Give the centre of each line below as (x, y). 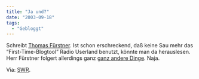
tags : (13, 23)
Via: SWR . (19, 70)
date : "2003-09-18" (30, 17)
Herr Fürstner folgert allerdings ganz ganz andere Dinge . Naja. (83, 58)
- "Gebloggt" (28, 28)
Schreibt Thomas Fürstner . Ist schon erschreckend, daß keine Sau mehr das (99, 45)
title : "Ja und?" (28, 12)
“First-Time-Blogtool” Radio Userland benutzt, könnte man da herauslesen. (98, 52)
